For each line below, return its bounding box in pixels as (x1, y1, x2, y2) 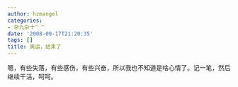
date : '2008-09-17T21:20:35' (7, 30, 93, 37)
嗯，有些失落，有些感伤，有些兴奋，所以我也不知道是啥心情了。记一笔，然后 (7, 64, 231, 71)
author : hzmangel (7, 10, 59, 18)
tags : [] (7, 37, 33, 44)
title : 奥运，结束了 (7, 43, 62, 50)
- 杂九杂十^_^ (7, 23, 45, 30)
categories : (7, 17, 42, 24)
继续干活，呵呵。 (7, 72, 57, 81)
